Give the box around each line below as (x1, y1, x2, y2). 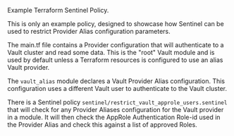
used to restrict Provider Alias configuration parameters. (7, 27, 171, 35)
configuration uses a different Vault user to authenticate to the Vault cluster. (7, 85, 228, 92)
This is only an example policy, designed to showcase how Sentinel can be (7, 20, 224, 27)
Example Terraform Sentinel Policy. (7, 6, 109, 14)
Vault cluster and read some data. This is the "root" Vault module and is (7, 49, 215, 56)
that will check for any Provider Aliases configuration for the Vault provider (7, 106, 224, 113)
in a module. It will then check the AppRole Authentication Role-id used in (7, 113, 221, 121)
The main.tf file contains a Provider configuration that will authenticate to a (7, 41, 224, 49)
